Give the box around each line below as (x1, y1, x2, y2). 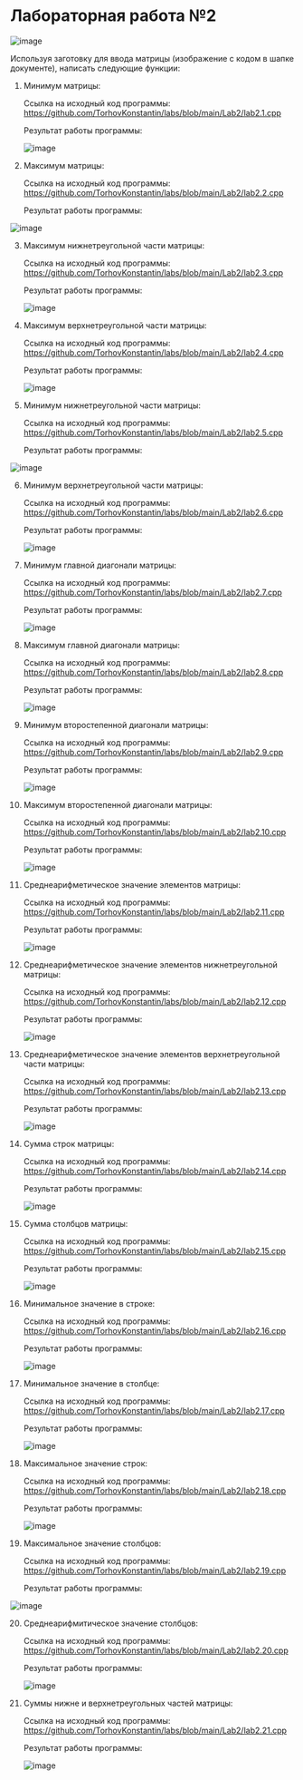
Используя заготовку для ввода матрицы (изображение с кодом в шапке (10, 53, 295, 63)
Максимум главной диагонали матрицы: (23, 639, 180, 650)
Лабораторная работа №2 (10, 5, 217, 26)
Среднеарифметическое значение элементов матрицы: (23, 879, 241, 890)
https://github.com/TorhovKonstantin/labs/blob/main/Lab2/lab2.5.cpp (23, 427, 284, 438)
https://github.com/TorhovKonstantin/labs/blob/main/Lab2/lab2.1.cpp (23, 107, 281, 118)
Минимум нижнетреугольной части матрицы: (23, 400, 202, 411)
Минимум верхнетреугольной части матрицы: (23, 480, 204, 491)
